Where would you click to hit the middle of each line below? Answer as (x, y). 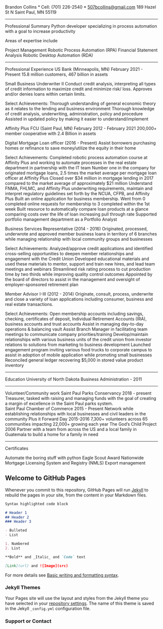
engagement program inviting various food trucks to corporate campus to (79, 350)
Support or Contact (28, 621)
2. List (13, 548)
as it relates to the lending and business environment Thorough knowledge (80, 108)
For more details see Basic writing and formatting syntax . (62, 575)
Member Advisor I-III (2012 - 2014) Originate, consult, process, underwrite (79, 294)
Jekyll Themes (23, 588)
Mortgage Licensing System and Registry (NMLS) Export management (75, 463)
